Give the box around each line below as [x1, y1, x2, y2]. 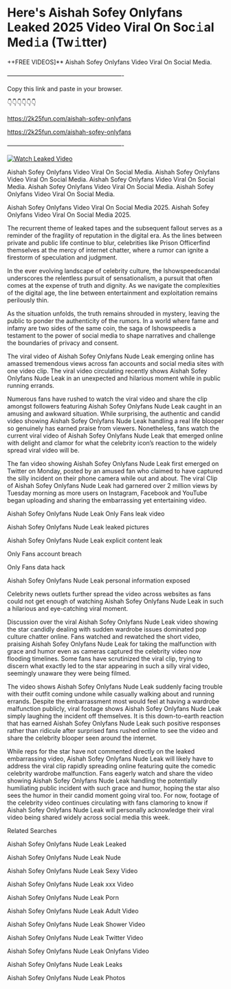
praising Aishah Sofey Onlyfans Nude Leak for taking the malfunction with [7, 640, 217, 648]
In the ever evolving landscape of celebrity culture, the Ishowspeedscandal [7, 266, 220, 275]
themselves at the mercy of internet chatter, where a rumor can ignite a [7, 246, 209, 254]
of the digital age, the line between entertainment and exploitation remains [7, 288, 218, 297]
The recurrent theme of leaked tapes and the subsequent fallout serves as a [7, 224, 223, 232]
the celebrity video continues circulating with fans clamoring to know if [7, 799, 208, 807]
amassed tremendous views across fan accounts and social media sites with [7, 359, 224, 367]
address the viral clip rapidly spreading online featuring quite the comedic [7, 761, 217, 770]
